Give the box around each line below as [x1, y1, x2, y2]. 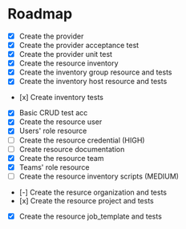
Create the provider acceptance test [18, 41, 139, 50]
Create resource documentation [18, 144, 125, 154]
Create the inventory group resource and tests [18, 67, 173, 77]
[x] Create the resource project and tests [18, 195, 154, 205]
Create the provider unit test [18, 50, 113, 59]
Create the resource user [18, 117, 103, 127]
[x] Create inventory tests [18, 93, 104, 102]
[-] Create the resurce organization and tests [18, 187, 168, 197]
